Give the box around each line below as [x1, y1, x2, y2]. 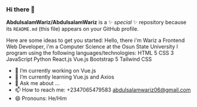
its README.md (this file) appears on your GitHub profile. [6, 25, 139, 33]
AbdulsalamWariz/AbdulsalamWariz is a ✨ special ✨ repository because [6, 19, 187, 26]
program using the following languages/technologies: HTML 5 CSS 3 [6, 50, 174, 57]
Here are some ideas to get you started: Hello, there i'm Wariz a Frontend [6, 37, 185, 44]
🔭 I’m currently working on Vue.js [14, 67, 96, 74]
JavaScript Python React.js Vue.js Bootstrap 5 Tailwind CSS [6, 56, 152, 63]
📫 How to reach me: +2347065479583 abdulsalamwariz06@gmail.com [14, 86, 191, 93]
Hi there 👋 [6, 5, 36, 14]
